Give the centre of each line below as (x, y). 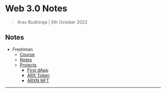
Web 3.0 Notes (36, 9)
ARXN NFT (38, 80)
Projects (28, 65)
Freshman (22, 49)
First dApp (38, 70)
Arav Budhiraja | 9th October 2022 (52, 22)
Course (27, 54)
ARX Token (38, 75)
